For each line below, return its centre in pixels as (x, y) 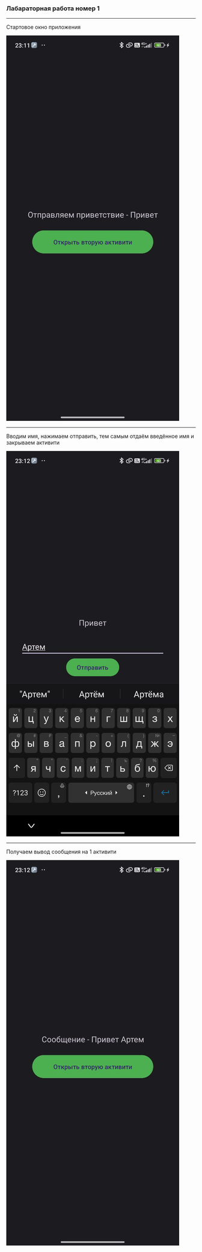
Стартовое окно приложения (44, 27)
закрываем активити (33, 443)
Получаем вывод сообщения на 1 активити (61, 852)
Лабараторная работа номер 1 (53, 8)
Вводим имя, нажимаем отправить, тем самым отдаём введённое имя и (100, 436)
